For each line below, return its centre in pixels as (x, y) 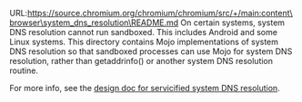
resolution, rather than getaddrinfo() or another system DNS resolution (141, 61)
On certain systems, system (232, 23)
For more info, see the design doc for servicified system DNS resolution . (145, 88)
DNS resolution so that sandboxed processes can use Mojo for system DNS (151, 51)
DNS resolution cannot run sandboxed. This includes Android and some (143, 32)
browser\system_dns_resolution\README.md (94, 23)
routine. (24, 70)
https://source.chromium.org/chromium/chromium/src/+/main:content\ (160, 13)
